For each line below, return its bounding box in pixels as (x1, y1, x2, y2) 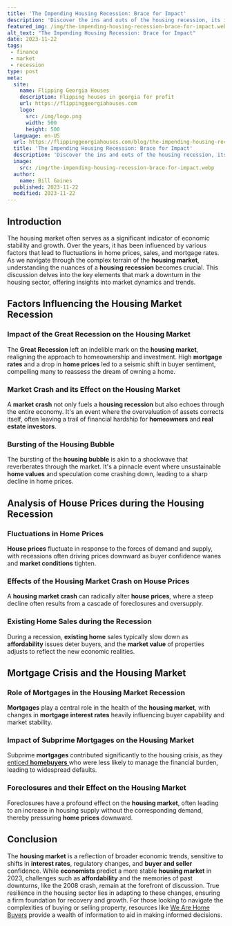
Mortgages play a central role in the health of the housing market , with (7, 703, 211, 712)
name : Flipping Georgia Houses (19, 87, 110, 94)
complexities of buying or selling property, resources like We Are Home (7, 903, 211, 911)
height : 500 (25, 126, 60, 133)
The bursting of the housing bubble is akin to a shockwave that (7, 455, 188, 464)
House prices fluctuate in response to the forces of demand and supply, (7, 544, 213, 553)
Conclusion (7, 833, 58, 845)
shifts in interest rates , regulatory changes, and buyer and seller (7, 859, 193, 867)
